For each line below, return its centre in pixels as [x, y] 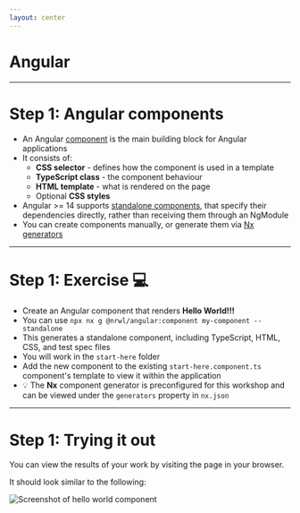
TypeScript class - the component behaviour [119, 176]
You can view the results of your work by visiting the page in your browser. [147, 465]
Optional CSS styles [73, 196]
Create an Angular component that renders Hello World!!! [128, 311]
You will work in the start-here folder [91, 357]
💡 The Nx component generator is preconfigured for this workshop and [154, 385]
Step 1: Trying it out [83, 440]
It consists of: [47, 158]
